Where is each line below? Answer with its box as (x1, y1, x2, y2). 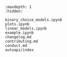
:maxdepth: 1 (5, 4, 32, 9)
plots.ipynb (5, 22, 29, 27)
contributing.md (5, 39, 38, 44)
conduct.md (5, 43, 27, 48)
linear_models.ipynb (5, 26, 47, 31)
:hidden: (5, 9, 23, 14)
